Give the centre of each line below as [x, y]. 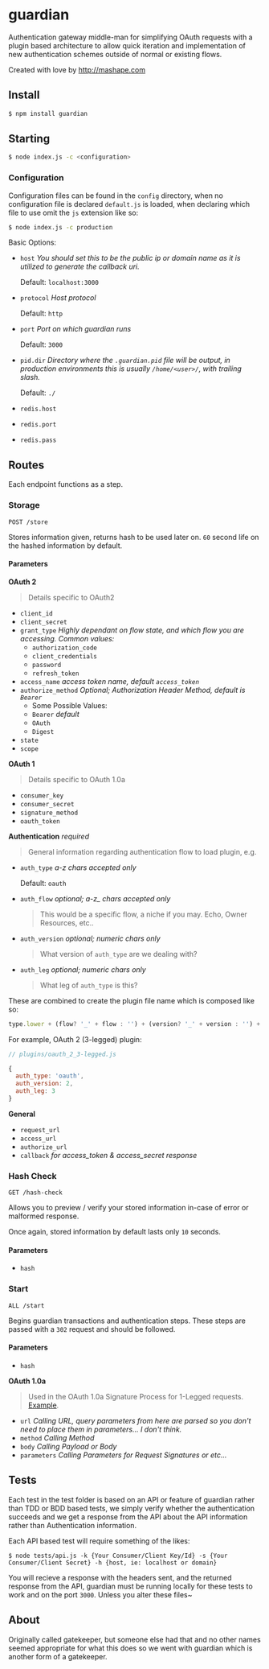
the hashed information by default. [65, 546]
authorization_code [65, 648]
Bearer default [56, 714]
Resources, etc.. [67, 922]
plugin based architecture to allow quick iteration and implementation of [127, 45]
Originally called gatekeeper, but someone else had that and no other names [134, 1639]
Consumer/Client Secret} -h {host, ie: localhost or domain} [113, 1563]
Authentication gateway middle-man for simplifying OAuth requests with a [130, 37]
